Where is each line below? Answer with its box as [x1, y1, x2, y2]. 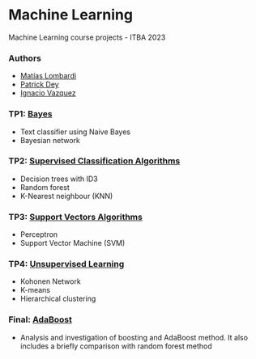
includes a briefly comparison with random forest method [19, 341, 212, 351]
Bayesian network [19, 135, 81, 145]
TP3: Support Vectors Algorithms [8, 211, 143, 222]
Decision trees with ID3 [19, 174, 99, 184]
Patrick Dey [19, 79, 59, 90]
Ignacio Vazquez [19, 88, 76, 98]
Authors [8, 53, 42, 64]
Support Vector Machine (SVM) [19, 239, 126, 248]
